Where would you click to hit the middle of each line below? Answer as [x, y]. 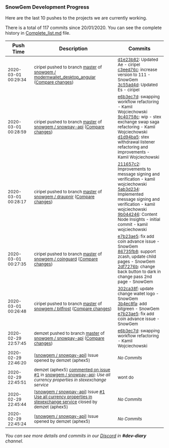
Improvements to [134, 169]
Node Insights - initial [139, 219]
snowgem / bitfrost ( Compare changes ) [73, 309]
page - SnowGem [135, 282]
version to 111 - [134, 75]
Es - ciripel [129, 90]
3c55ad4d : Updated [138, 85]
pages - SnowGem [136, 262]
